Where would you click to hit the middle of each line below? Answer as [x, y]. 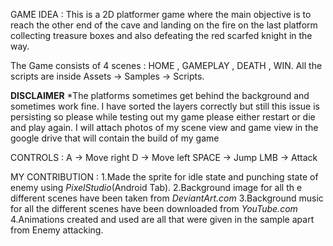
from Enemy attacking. [57, 230]
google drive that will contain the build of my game [115, 138]
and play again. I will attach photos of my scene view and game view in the [164, 127]
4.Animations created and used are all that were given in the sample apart [162, 219]
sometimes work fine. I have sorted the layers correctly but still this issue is [165, 106]
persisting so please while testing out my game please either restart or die [163, 117]
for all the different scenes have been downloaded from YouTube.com [154, 208]
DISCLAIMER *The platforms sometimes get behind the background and [160, 95]
